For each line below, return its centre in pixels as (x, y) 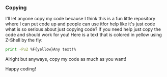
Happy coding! (21, 69)
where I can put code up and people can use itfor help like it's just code (80, 24)
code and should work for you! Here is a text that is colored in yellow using (83, 35)
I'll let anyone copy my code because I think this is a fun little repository (80, 19)
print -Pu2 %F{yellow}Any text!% (41, 50)
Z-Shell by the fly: (24, 40)
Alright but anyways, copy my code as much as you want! (66, 59)
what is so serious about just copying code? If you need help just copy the (83, 29)
